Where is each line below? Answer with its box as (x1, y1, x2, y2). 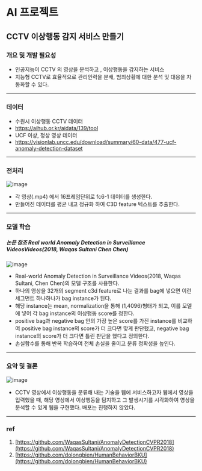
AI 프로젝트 (6, 5, 59, 19)
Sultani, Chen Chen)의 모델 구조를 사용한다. (14, 279, 120, 287)
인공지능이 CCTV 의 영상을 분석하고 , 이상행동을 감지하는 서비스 (14, 66, 165, 73)
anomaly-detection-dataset (14, 145, 83, 152)
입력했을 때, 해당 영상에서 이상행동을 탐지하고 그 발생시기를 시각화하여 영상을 (14, 396, 195, 404)
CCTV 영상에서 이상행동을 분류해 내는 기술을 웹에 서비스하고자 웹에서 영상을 (14, 388, 194, 396)
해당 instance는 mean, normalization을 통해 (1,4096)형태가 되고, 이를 (14, 302, 182, 310)
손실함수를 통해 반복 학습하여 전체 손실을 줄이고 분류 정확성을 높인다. (14, 340, 176, 347)
